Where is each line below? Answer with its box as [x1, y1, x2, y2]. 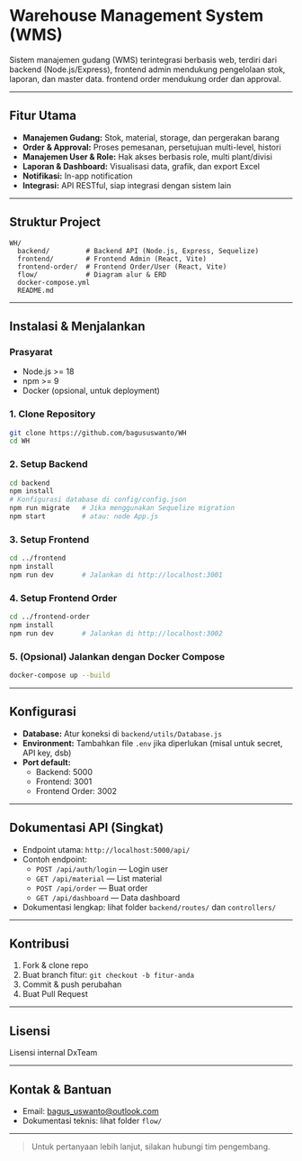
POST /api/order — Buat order [35, 882, 148, 893]
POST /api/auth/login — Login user [35, 863, 169, 874]
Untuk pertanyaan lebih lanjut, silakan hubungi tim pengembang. [31, 1141, 271, 1152]
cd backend [9, 479, 50, 488]
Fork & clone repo [22, 960, 89, 971]
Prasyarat [9, 345, 53, 358]
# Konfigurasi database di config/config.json [9, 495, 187, 505]
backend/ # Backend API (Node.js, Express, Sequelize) [17, 246, 259, 255]
